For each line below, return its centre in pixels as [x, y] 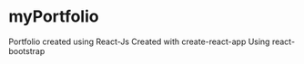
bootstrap [27, 50]
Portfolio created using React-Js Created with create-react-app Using [139, 41]
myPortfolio [54, 17]
